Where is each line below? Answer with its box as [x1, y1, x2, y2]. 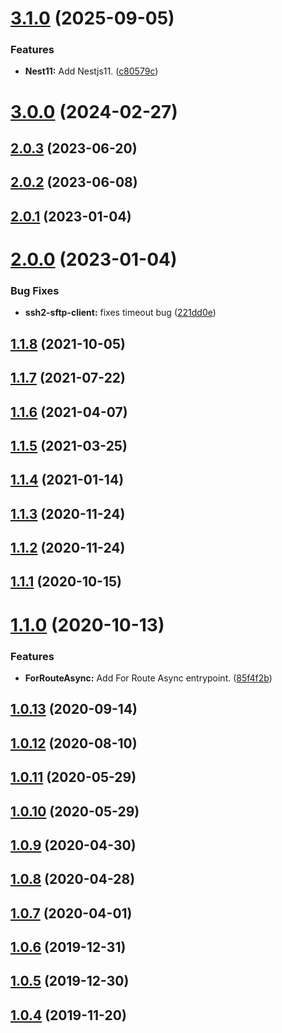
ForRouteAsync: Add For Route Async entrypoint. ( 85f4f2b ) [24, 672, 273, 684]
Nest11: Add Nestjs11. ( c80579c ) [24, 65, 159, 77]
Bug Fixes [10, 283, 60, 297]
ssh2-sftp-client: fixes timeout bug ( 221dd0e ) [24, 307, 217, 319]
